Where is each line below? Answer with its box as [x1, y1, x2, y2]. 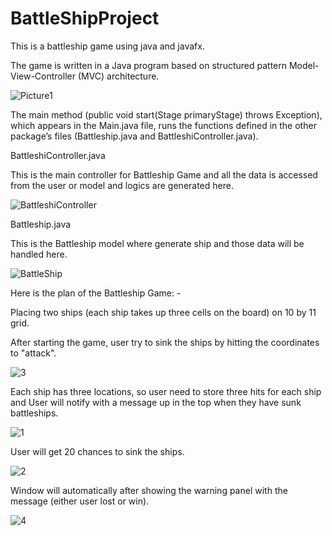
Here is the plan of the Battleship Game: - [10, 287, 182, 299]
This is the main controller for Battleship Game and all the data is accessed [10, 168, 318, 181]
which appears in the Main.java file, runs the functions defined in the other [10, 119, 317, 131]
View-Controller [10, 70, 76, 82]
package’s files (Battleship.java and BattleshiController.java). [10, 130, 259, 142]
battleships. [10, 407, 59, 419]
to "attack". [10, 347, 57, 359]
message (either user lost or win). [10, 495, 150, 507]
